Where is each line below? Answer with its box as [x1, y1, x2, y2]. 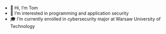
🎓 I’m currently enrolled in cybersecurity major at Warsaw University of [10, 16, 161, 22]
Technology [10, 23, 36, 29]
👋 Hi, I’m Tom [10, 5, 38, 11]
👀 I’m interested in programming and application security [10, 10, 129, 16]
